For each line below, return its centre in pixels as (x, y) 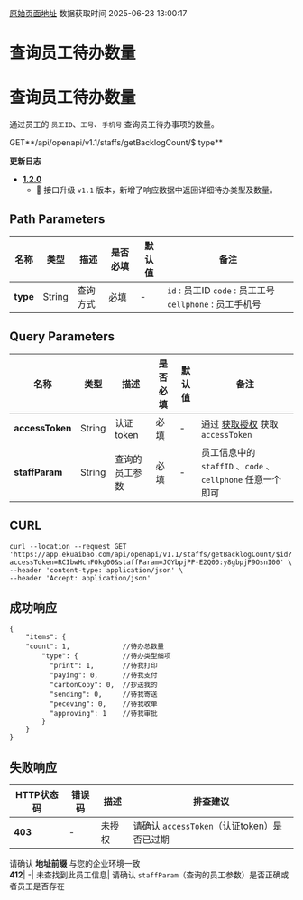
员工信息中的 (229, 452)
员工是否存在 (41, 886)
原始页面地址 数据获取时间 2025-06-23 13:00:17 (98, 13)
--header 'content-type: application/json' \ (96, 570)
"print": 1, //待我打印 (103, 666)
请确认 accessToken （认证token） (203, 826)
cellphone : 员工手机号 (214, 303)
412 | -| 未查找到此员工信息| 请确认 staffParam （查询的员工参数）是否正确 (145, 875)
